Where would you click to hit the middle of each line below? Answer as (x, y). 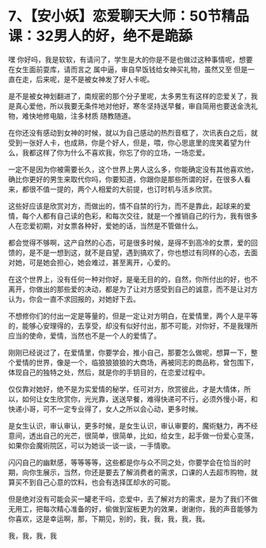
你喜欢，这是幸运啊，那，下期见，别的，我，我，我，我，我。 (109, 519)
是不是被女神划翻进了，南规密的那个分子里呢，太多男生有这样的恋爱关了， (129, 96)
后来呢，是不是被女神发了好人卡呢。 (95, 79)
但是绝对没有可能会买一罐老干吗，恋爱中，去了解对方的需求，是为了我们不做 (133, 499)
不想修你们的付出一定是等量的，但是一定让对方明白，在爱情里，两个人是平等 (133, 316)
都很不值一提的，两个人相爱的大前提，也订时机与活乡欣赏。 (119, 189)
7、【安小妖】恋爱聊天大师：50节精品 (129, 16)
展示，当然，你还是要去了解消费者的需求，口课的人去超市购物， (146, 472)
